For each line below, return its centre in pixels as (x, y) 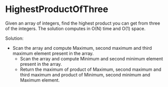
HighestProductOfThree (57, 9)
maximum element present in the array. (53, 53)
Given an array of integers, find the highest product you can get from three (83, 23)
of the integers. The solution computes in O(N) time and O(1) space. (75, 28)
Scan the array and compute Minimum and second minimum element (92, 58)
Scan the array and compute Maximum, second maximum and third (82, 48)
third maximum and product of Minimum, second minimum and (85, 74)
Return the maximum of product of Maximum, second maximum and (91, 69)
